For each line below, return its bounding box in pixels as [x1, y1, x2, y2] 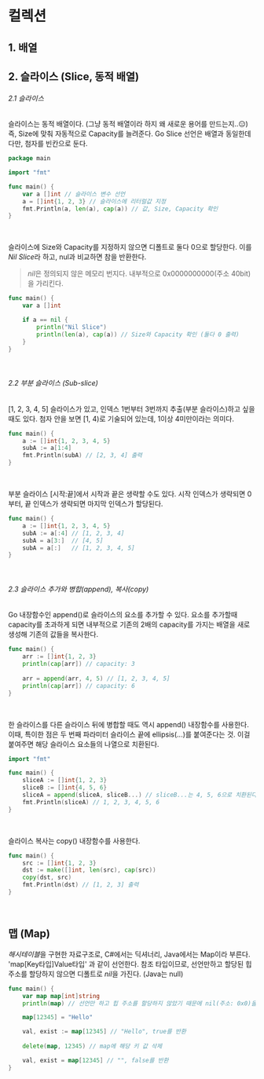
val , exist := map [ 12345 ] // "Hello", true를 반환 [22, 1028, 187, 1036]
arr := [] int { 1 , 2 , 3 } [22, 653, 97, 660]
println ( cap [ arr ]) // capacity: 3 [22, 660, 135, 668]
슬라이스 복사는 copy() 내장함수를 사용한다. [8, 836, 141, 845]
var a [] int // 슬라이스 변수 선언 [22, 190, 126, 198]
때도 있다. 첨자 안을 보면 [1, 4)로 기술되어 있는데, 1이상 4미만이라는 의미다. [8, 414, 234, 423]
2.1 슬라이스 [8, 93, 45, 103]
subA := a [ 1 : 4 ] [22, 444, 72, 452]
